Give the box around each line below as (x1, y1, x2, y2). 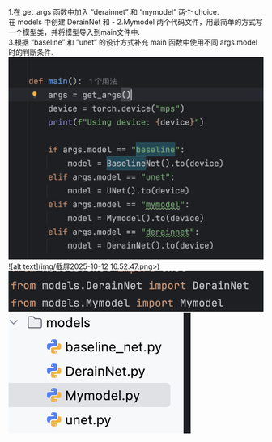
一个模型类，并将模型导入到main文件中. (8, 28, 140, 36)
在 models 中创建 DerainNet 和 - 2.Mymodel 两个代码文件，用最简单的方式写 (8, 17, 263, 27)
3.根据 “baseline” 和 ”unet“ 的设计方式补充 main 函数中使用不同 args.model (8, 37, 257, 47)
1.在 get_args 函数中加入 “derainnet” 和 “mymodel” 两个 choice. (8, 7, 220, 16)
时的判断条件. (8, 48, 54, 57)
